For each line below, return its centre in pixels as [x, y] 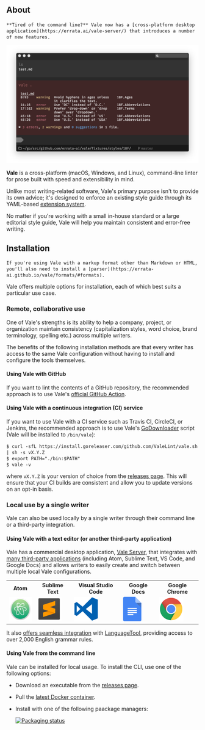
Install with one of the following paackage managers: [81, 709]
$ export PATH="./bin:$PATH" [43, 458]
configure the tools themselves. [46, 360]
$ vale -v [19, 464]
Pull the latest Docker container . [55, 697]
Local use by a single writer [48, 505]
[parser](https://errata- [121, 269]
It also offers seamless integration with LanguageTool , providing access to [100, 633]
